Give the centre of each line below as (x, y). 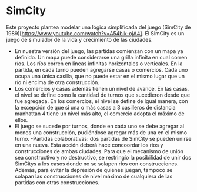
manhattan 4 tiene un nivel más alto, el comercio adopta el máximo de (99, 114)
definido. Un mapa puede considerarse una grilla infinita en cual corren (101, 57)
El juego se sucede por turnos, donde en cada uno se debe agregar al (99, 126)
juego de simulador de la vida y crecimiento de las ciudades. (79, 39)
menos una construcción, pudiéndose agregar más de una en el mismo (101, 132)
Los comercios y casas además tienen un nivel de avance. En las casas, (102, 88)
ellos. (21, 120)
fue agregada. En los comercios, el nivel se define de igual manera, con (101, 101)
